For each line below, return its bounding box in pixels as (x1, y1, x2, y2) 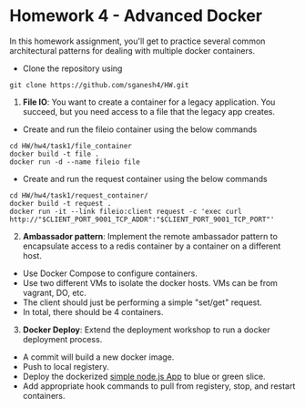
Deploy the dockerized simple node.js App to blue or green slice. (22, 371, 266, 382)
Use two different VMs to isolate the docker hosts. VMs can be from (22, 277, 278, 288)
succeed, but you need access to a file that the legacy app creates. (22, 106, 276, 117)
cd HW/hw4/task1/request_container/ (9, 190, 148, 200)
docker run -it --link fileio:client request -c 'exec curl (9, 207, 243, 216)
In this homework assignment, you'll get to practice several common (9, 36, 266, 46)
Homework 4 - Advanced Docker (9, 5, 262, 26)
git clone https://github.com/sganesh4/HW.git (9, 80, 189, 89)
